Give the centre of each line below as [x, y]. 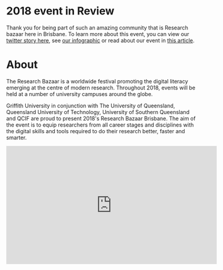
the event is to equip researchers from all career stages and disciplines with [100, 125]
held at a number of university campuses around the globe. [80, 94]
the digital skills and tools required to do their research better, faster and [96, 131]
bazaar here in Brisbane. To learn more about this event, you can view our [98, 34]
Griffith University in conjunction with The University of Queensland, [91, 106]
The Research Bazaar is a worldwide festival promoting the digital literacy [97, 81]
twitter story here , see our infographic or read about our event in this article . [100, 40]
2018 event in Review [60, 11]
